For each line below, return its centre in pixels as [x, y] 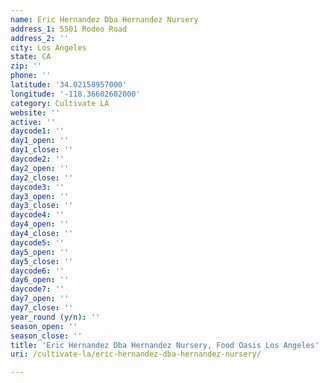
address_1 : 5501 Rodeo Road [69, 29]
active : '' [33, 122]
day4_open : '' [40, 224]
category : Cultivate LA [60, 103]
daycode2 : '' [37, 159]
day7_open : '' [40, 299]
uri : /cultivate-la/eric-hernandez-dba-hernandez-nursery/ [136, 354]
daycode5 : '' [37, 242]
